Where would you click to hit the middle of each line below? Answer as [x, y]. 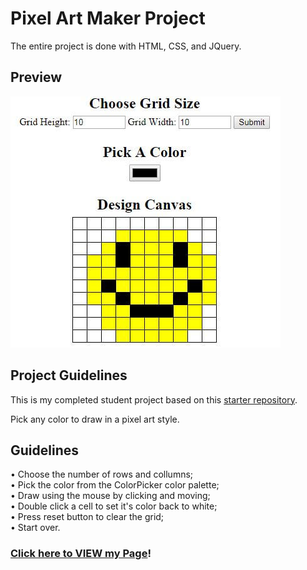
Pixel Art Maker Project [108, 18]
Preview [36, 77]
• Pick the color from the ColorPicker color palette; [115, 485]
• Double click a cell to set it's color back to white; [114, 506]
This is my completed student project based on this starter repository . [154, 399]
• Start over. [35, 528]
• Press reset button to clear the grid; [87, 517]
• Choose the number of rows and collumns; [102, 474]
